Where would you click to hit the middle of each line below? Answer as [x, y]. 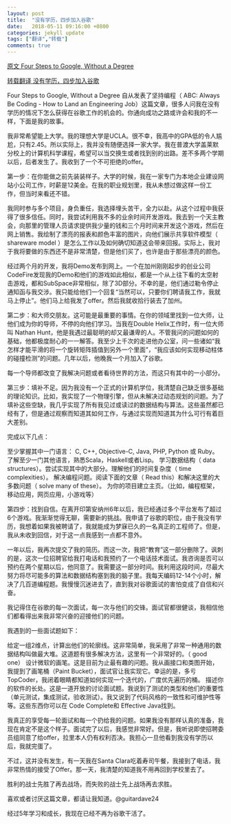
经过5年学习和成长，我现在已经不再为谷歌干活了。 [78, 813]
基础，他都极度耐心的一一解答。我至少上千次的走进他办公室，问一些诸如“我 [114, 341]
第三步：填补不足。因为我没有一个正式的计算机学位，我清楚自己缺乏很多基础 [115, 388]
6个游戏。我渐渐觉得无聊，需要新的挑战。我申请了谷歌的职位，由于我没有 [111, 517]
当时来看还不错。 [49, 193]
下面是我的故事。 [43, 121]
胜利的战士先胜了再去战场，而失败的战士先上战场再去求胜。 [91, 784]
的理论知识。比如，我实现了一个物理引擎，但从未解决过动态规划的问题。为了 [115, 396]
